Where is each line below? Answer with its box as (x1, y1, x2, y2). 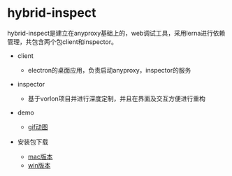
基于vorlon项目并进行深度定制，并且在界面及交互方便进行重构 (27, 94, 206, 103)
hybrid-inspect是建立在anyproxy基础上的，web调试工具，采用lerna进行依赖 (7, 29, 226, 37)
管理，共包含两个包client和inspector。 (7, 37, 117, 46)
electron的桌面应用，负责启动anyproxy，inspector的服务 (27, 66, 191, 74)
